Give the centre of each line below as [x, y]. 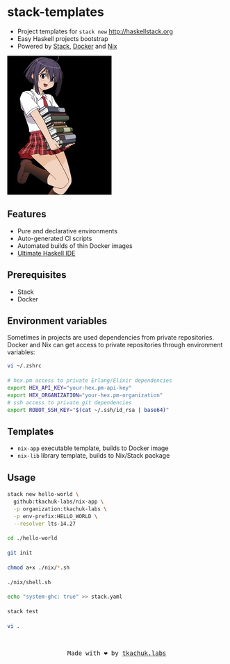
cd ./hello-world [32, 538]
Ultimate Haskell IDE [46, 253]
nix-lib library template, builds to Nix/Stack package [93, 456]
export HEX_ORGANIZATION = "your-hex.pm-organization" [85, 395]
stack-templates [56, 12]
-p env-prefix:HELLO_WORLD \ [56, 516]
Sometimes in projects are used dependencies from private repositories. [110, 338]
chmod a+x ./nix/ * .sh [39, 567]
